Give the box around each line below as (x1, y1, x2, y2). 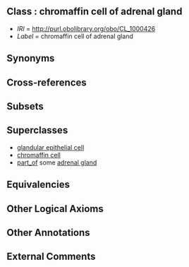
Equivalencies (6, 179, 70, 191)
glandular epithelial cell (16, 143, 85, 151)
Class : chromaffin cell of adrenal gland (6, 6, 183, 18)
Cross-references (6, 76, 87, 88)
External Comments (6, 251, 96, 263)
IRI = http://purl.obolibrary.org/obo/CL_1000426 (16, 24, 156, 32)
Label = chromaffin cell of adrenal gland (16, 32, 133, 40)
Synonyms (6, 52, 55, 64)
